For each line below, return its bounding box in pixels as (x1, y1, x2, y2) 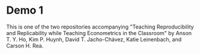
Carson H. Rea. (6, 42, 44, 49)
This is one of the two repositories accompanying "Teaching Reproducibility (6, 23, 194, 30)
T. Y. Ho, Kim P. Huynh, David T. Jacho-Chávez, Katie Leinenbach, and (6, 36, 182, 43)
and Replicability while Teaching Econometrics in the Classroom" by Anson (6, 29, 192, 36)
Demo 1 (6, 4, 44, 17)
